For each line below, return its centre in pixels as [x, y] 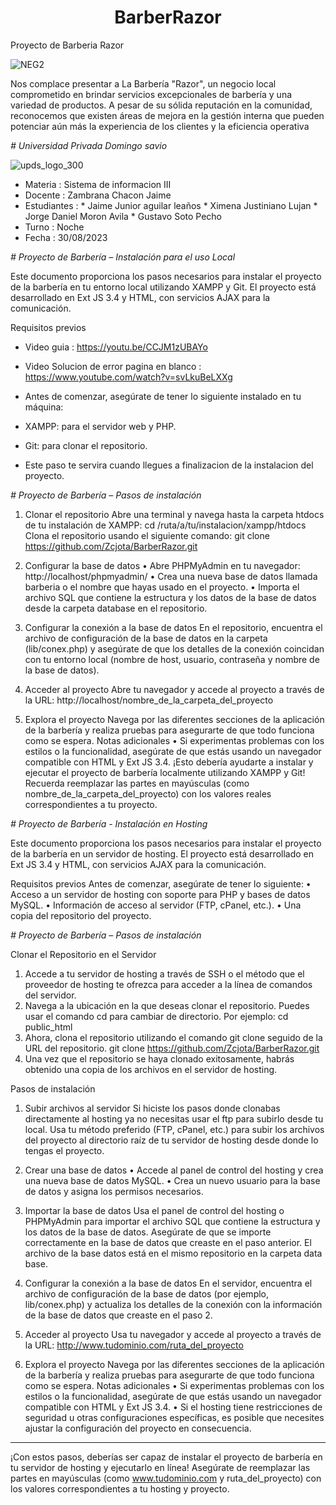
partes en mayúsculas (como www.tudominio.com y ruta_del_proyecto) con [166, 1478]
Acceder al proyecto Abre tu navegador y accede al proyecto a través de [174, 689]
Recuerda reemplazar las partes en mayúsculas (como [137, 783]
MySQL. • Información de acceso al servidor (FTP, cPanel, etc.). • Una [156, 905]
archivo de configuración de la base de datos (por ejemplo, [147, 1293]
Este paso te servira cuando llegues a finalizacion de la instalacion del [169, 465]
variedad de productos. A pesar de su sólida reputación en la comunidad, [161, 105]
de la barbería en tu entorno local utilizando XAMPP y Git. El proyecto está [163, 287]
